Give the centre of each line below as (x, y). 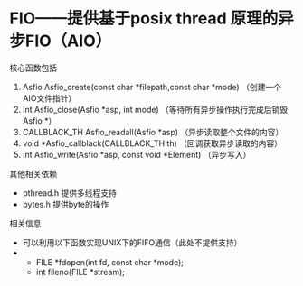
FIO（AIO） (69, 41)
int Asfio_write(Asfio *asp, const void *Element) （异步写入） (137, 154)
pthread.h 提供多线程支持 (70, 193)
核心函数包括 (33, 68)
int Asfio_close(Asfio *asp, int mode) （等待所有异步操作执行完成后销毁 (155, 109)
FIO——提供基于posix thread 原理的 (144, 18)
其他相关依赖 (33, 173)
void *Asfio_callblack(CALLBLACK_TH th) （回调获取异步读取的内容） (152, 143)
